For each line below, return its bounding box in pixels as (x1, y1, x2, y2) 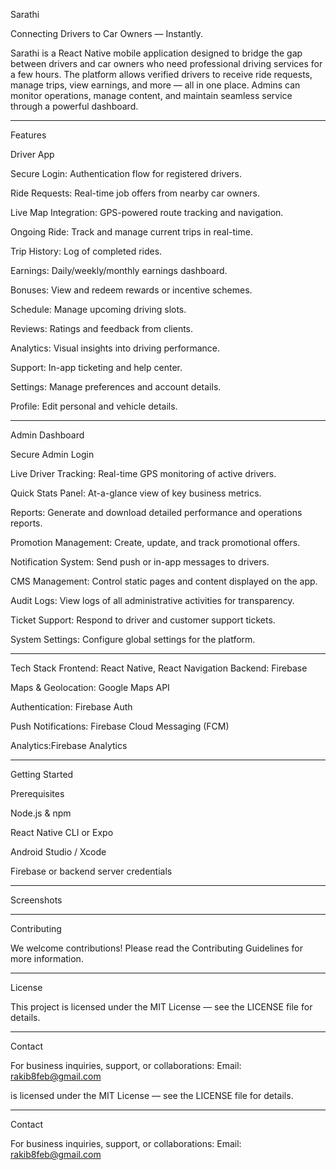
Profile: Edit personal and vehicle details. (10, 400, 178, 412)
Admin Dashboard (10, 429, 85, 441)
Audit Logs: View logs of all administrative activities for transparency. (10, 595, 295, 606)
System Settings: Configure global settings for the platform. (10, 634, 256, 645)
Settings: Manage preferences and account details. (10, 381, 222, 393)
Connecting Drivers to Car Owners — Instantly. (10, 28, 204, 39)
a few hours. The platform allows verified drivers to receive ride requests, (10, 69, 313, 80)
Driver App (10, 149, 55, 160)
